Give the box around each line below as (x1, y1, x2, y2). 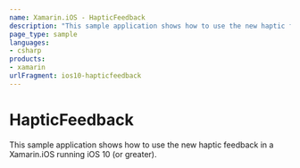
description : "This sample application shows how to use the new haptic (9, 21, 286, 30)
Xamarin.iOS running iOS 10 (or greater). (9, 148, 157, 159)
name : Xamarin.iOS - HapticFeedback (9, 13, 146, 22)
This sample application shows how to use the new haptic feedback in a (9, 139, 274, 150)
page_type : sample (9, 29, 78, 38)
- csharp (9, 46, 42, 55)
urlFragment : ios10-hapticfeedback (9, 71, 142, 80)
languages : (9, 38, 50, 47)
